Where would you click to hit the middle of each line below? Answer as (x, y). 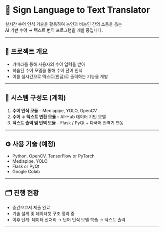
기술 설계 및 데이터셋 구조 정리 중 (43, 213)
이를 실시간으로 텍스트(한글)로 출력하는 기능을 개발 (60, 76)
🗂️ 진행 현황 (22, 193)
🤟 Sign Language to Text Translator (78, 10)
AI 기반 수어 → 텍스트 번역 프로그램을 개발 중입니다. (54, 30)
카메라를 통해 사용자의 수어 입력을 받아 (49, 64)
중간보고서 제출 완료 (31, 208)
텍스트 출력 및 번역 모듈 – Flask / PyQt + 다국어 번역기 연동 (68, 123)
